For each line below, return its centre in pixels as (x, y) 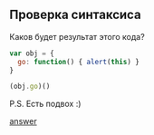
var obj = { (32, 53)
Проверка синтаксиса (76, 15)
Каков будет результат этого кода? (77, 36)
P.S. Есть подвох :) (45, 104)
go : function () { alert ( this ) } (79, 62)
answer (24, 121)
